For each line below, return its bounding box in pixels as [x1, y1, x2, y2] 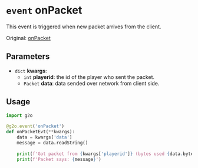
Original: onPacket [6, 34, 51, 41]
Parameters [6, 51, 50, 62]
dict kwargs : [14, 67, 47, 74]
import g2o [6, 113, 33, 118]
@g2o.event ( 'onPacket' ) [6, 123, 65, 130]
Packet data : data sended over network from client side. [23, 80, 160, 87]
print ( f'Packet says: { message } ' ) [16, 156, 101, 162]
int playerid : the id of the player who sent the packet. [23, 73, 155, 80]
